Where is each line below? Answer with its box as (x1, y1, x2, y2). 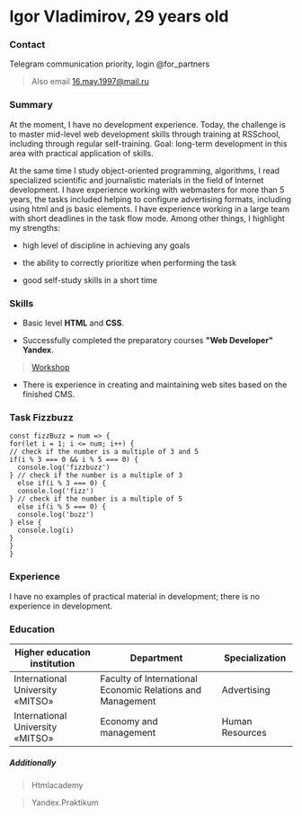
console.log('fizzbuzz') (17, 463, 111, 473)
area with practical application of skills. (9, 147, 155, 158)
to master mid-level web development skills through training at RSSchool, (9, 129, 281, 139)
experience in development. (9, 600, 113, 611)
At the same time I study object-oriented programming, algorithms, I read (9, 164, 280, 176)
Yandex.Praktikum (31, 797, 99, 808)
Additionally (9, 757, 57, 767)
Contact (9, 39, 46, 51)
